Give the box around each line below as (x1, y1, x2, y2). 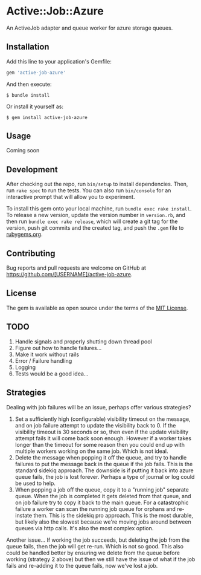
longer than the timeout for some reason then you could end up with (14, 441, 185, 448)
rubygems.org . (6, 231, 43, 238)
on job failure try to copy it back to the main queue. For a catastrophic (14, 499, 189, 506)
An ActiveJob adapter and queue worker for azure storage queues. (6, 24, 173, 31)
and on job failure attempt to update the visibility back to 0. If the (14, 421, 176, 429)
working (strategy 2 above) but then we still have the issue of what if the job (6, 555, 196, 563)
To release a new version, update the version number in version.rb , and (6, 212, 186, 219)
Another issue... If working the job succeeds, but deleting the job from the (6, 536, 190, 544)
